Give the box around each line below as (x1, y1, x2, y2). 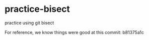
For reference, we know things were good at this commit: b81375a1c (4, 29, 145, 35)
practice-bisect (4, 3, 70, 15)
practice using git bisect (4, 20, 54, 26)
